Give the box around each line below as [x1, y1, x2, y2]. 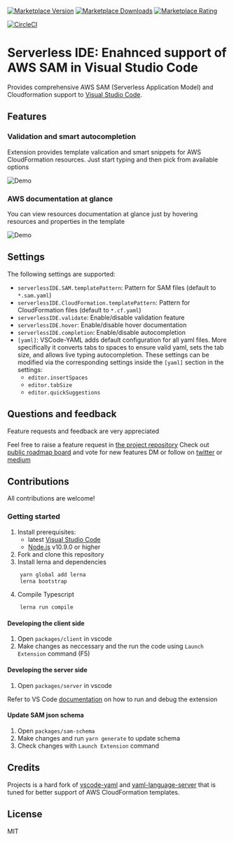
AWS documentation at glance [7, 194, 113, 204]
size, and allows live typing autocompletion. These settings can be [17, 350, 209, 359]
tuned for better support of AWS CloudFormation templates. [7, 788, 180, 796]
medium [7, 455, 31, 463]
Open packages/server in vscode [17, 681, 112, 689]
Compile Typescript [17, 590, 75, 599]
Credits [7, 762, 41, 774]
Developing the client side [7, 618, 85, 628]
